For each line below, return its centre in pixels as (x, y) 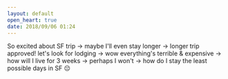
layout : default (30, 14)
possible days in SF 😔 (39, 68)
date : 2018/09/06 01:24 (41, 26)
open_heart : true (32, 20)
